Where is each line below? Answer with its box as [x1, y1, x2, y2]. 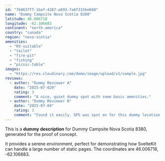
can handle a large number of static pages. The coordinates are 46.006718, [5, 146, 159, 152]
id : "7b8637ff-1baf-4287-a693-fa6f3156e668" [5, 7, 98, 12]
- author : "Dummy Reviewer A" [9, 80, 72, 85]
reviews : [5, 76, 23, 81]
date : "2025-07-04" [14, 103, 54, 108]
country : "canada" [5, 30, 43, 35]
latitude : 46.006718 [5, 16, 48, 21]
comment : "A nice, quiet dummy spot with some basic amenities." [14, 94, 152, 99]
